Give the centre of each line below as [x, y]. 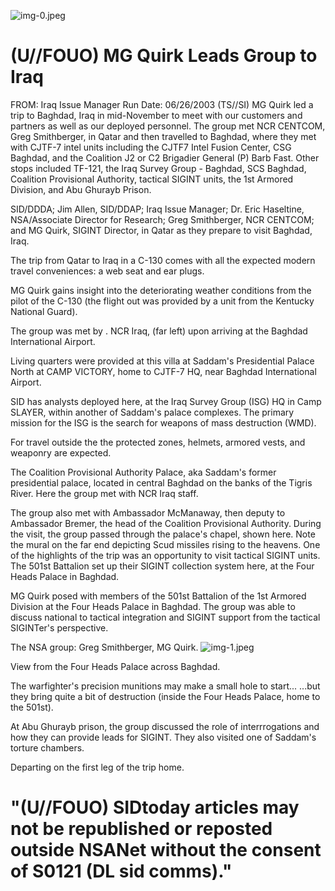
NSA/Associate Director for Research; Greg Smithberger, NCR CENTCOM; [162, 219]
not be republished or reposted [141, 829]
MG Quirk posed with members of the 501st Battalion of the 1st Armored [158, 596]
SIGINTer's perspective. [59, 627]
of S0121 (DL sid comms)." [121, 871]
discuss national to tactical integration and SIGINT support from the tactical [165, 617]
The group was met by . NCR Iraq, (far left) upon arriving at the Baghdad [159, 331]
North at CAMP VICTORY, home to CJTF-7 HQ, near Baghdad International [163, 371]
